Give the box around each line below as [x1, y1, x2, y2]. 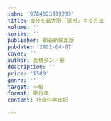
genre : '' [7, 76, 37, 84]
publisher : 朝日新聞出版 [7, 37, 75, 44]
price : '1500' [7, 70, 50, 77]
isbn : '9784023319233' [7, 10, 75, 18]
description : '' [7, 63, 55, 70]
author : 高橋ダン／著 [7, 57, 65, 64]
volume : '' [7, 23, 40, 31]
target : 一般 [7, 83, 44, 90]
